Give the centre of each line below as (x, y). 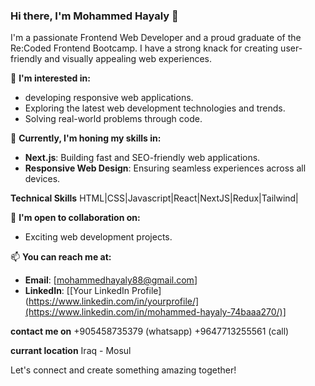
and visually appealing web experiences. (128, 59)
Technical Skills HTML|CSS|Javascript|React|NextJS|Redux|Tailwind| (154, 198)
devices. (42, 179)
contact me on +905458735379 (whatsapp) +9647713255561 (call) (150, 331)
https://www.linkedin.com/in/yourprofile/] (114, 301)
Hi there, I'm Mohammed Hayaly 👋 (94, 16)
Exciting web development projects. (98, 237)
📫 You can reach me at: (61, 257)
